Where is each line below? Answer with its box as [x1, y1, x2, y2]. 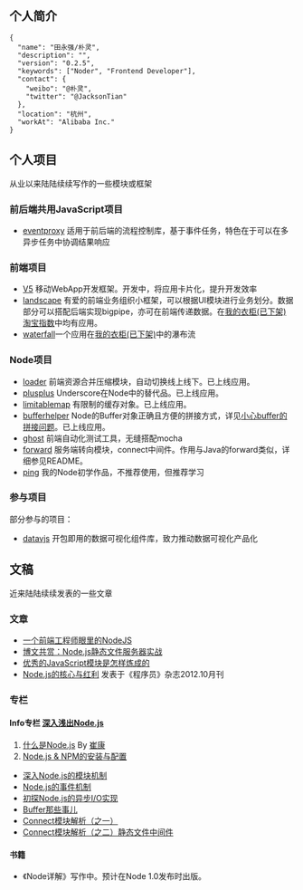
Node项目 [9, 354, 52, 367]
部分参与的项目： [9, 513, 73, 524]
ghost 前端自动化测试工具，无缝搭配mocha [22, 433, 183, 444]
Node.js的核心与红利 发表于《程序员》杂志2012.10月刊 [22, 668, 224, 679]
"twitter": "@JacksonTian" [25, 91, 128, 101]
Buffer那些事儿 [22, 804, 79, 815]
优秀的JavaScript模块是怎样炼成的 [22, 657, 151, 668]
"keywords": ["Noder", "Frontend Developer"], [17, 66, 196, 75]
